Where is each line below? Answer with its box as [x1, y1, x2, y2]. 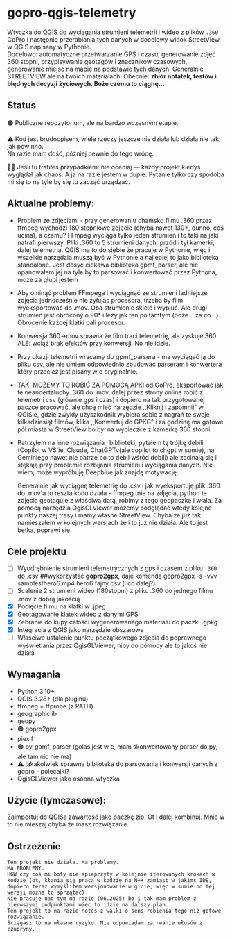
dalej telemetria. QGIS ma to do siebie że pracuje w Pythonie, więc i [17, 245, 211, 254]
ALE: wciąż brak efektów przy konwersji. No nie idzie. [17, 339, 171, 347]
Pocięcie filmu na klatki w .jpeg [17, 602, 106, 610]
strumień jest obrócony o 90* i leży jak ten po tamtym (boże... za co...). [17, 310, 220, 319]
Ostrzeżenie [7, 840, 61, 852]
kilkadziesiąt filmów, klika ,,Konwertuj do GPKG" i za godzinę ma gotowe [17, 417, 224, 426]
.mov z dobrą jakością [17, 595, 80, 603]
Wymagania [7, 669, 61, 681]
